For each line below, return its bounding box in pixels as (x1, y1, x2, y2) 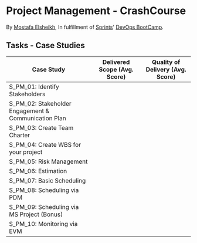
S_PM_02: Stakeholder (9, 99, 72, 107)
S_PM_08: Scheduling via (9, 186, 79, 194)
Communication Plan (9, 114, 66, 122)
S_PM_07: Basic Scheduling (9, 176, 86, 184)
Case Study (32, 65, 66, 73)
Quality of (151, 58, 181, 66)
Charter (9, 131, 30, 139)
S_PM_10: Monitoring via (9, 220, 78, 228)
